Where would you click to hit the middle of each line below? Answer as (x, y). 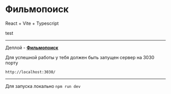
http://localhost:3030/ (31, 72)
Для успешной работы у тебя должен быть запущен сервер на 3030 (80, 57)
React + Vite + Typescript (32, 23)
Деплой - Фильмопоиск (32, 48)
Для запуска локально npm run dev (43, 86)
